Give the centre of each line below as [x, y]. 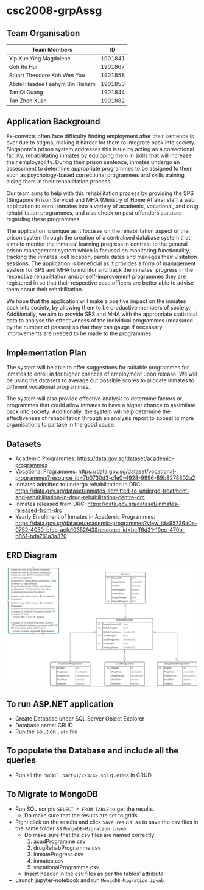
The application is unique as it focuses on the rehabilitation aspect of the [97, 231]
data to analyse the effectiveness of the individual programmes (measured [100, 321]
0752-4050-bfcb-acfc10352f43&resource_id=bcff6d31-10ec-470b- [100, 529]
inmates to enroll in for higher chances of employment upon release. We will [102, 374]
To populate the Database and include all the [92, 751]
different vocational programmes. [48, 387]
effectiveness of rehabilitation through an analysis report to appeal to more [100, 418]
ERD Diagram [32, 555]
